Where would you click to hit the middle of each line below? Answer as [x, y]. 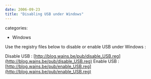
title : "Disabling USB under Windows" [44, 14]
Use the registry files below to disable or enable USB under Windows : [75, 47]
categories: [16, 28]
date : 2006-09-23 [23, 9]
